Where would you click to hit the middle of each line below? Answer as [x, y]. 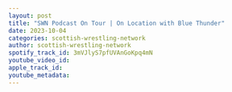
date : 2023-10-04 [37, 30]
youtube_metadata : [39, 75]
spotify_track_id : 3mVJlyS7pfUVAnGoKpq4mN [81, 53]
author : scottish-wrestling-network [70, 46]
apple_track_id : [35, 68]
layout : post [30, 16]
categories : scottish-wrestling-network [77, 38]
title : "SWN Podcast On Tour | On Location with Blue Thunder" [117, 23]
